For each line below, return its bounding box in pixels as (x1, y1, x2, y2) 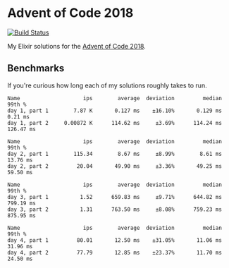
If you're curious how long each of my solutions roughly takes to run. (7, 81, 207, 90)
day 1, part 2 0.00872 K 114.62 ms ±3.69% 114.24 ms (7, 119, 222, 126)
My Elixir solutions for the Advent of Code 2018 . (7, 42, 146, 50)
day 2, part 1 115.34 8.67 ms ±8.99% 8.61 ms (7, 150, 222, 157)
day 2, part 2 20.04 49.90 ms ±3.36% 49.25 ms (7, 162, 222, 170)
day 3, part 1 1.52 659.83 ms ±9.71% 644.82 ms (7, 193, 222, 200)
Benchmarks (7, 62, 65, 75)
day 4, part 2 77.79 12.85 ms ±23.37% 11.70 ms (7, 249, 222, 256)
